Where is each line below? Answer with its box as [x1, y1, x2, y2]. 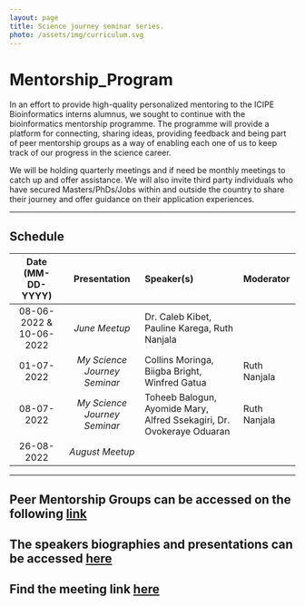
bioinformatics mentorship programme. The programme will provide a [9, 119, 270, 130]
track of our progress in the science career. [9, 147, 172, 159]
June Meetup [74, 322, 131, 335]
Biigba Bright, [144, 365, 202, 377]
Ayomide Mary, [144, 403, 209, 415]
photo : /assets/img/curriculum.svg [9, 30, 144, 39]
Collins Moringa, [144, 354, 214, 367]
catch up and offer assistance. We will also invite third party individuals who [9, 174, 293, 186]
